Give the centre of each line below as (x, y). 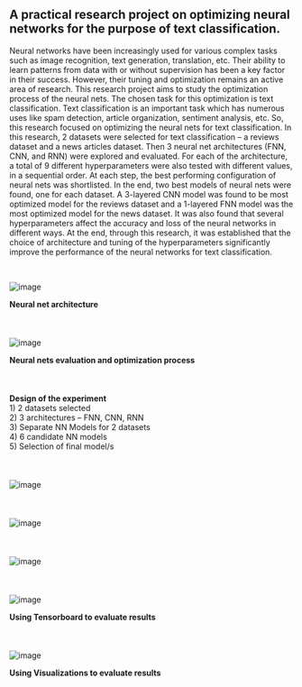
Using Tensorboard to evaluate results (82, 617)
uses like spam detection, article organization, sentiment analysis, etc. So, (146, 117)
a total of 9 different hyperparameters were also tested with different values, (151, 165)
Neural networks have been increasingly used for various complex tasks (143, 50)
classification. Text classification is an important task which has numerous (147, 108)
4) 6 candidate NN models (59, 436)
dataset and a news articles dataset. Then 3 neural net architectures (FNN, (148, 146)
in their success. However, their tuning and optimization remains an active (146, 79)
